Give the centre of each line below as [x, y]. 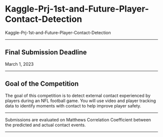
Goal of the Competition [42, 84]
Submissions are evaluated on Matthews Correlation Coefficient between [78, 120]
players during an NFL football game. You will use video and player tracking [81, 101]
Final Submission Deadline [46, 53]
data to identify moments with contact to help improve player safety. [73, 106]
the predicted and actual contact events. [45, 125]
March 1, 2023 [19, 64]
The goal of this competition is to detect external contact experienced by [78, 95]
